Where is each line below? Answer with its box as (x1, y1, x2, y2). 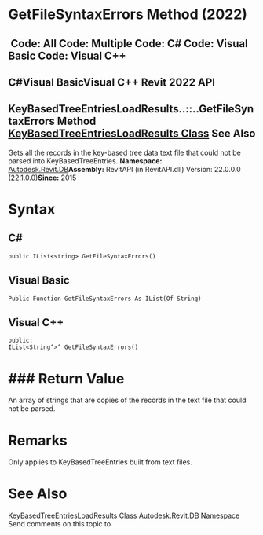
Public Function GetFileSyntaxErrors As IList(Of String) (8, 295, 202, 302)
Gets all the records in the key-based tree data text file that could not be (8, 148, 241, 157)
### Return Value (8, 369, 125, 387)
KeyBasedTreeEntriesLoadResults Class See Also (8, 127, 256, 141)
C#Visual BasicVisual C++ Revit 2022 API (8, 75, 216, 89)
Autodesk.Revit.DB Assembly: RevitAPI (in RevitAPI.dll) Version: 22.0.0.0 (8, 164, 241, 174)
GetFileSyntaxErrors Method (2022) (8, 5, 247, 24)
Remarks (8, 431, 68, 449)
